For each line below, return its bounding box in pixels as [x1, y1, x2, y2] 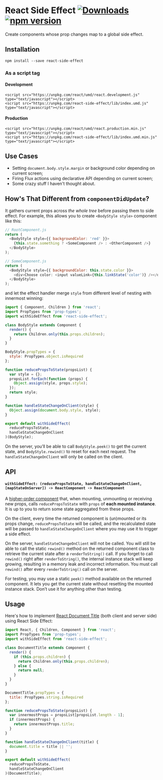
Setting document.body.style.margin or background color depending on [12, 165, 155, 171]
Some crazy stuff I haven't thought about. [12, 181, 96, 186]
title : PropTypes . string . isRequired [9, 695, 83, 700]
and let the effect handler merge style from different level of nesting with [5, 290, 152, 296]
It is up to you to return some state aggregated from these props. [5, 506, 135, 512]
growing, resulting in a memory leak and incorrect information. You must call [5, 561, 158, 567]
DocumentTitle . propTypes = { [5, 690, 64, 695]
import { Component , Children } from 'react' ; [5, 305, 101, 310]
